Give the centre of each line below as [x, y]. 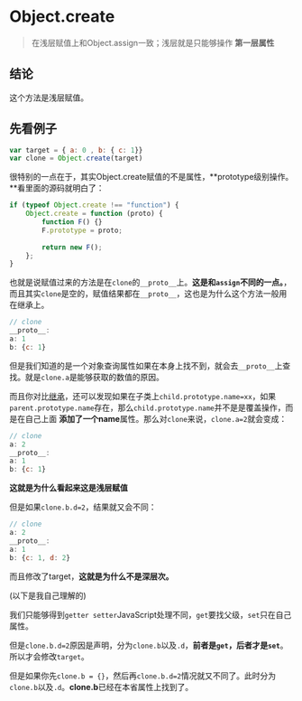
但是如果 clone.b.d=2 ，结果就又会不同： [83, 507]
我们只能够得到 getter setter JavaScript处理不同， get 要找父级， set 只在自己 [151, 614]
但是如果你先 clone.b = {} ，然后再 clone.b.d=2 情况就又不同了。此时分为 [143, 676]
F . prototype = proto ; [82, 230]
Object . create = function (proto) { [95, 214]
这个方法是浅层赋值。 [49, 98]
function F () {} [72, 222]
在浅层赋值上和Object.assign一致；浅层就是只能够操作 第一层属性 [153, 42]
